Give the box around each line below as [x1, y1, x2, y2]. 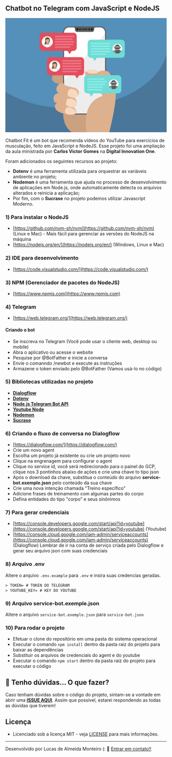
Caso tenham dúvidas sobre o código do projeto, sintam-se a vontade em [5, 692, 161, 698]
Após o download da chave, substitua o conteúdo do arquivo [12, 474, 141, 481]
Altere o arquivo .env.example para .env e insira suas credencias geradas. [5, 572, 161, 579]
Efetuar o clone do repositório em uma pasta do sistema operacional [12, 636, 157, 642]
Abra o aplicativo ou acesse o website [12, 349, 93, 355]
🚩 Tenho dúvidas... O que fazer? [5, 678, 110, 687]
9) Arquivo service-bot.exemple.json [5, 600, 100, 607]
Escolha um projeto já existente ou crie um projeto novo [12, 452, 131, 459]
